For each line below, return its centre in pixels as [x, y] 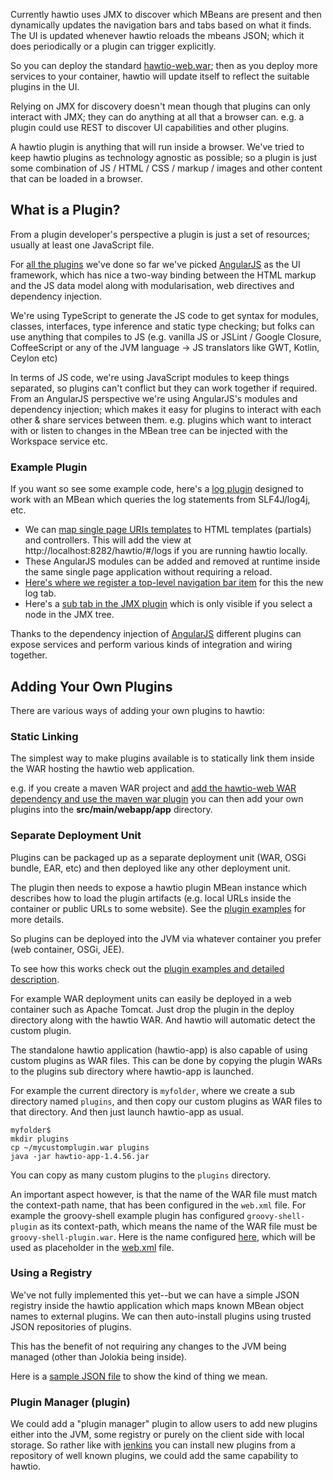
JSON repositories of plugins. [71, 1326]
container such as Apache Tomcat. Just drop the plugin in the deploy [152, 1009]
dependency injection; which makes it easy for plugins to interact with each [166, 409]
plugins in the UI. [45, 87]
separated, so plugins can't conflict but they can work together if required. [164, 388]
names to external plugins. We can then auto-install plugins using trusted [161, 1316]
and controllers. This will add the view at [108, 540]
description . [35, 979]
